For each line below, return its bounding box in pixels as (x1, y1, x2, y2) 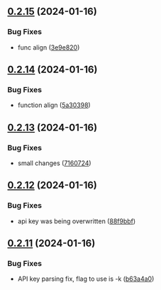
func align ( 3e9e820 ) (17, 43, 80, 52)
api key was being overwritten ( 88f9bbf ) (17, 216, 136, 225)
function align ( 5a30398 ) (17, 101, 91, 109)
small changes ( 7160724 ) (17, 159, 91, 167)
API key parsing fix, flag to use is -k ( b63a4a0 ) (17, 274, 155, 283)
